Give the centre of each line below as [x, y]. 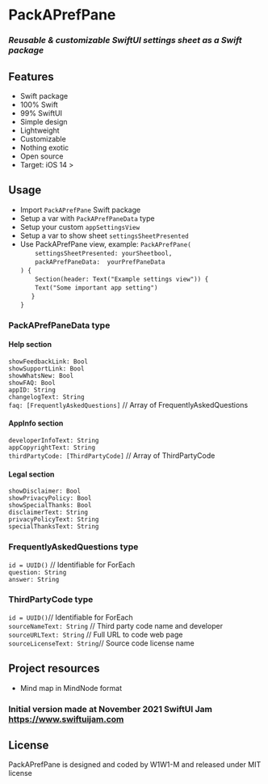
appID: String [32, 390]
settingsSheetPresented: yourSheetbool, [104, 253]
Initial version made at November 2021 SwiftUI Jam [110, 709]
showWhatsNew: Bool [41, 375]
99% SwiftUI [41, 113]
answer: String [34, 579]
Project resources [54, 669]
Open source [42, 156]
